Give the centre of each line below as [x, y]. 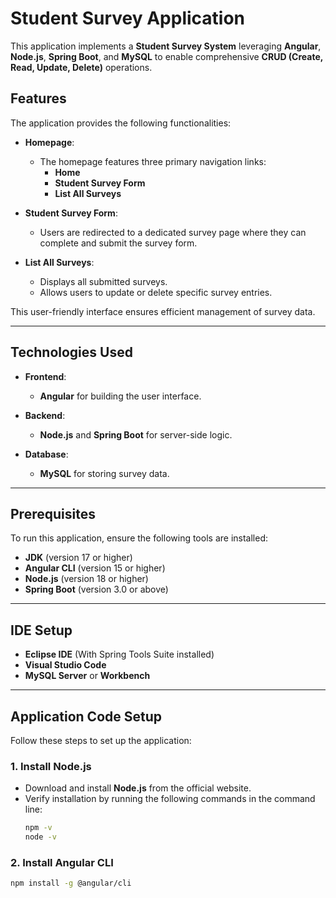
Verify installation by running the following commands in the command [170, 799]
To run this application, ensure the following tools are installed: [139, 538]
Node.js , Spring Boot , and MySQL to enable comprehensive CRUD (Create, [167, 56]
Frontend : [45, 376]
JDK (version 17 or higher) [78, 558]
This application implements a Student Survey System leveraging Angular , [166, 46]
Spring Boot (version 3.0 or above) [96, 589]
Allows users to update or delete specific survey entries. [156, 292]
